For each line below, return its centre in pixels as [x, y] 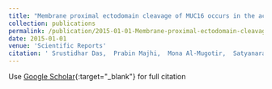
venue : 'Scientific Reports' [57, 46]
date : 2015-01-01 [38, 38]
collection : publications [52, 23]
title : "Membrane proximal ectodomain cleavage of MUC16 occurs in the [132, 16]
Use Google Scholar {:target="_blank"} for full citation [97, 76]
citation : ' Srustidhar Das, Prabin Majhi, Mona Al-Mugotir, [117, 53]
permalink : [27, 31]
